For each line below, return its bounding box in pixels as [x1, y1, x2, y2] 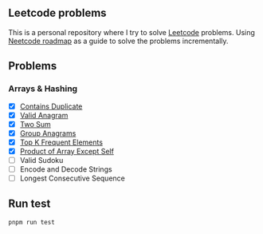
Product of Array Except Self [19, 146, 114, 156]
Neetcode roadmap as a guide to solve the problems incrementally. [8, 36, 229, 46]
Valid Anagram [19, 110, 69, 120]
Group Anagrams [19, 128, 77, 138]
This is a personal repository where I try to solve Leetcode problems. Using [8, 27, 255, 37]
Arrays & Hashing [8, 83, 78, 94]
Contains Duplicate [19, 101, 83, 111]
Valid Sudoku [19, 155, 64, 165]
